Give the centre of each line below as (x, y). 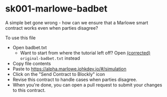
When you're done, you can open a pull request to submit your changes (87, 85)
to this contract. (29, 90)
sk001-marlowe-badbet (56, 9)
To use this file (20, 38)
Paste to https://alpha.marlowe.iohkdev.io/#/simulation (69, 69)
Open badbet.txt (30, 47)
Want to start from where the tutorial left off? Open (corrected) (85, 53)
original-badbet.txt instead (50, 58)
